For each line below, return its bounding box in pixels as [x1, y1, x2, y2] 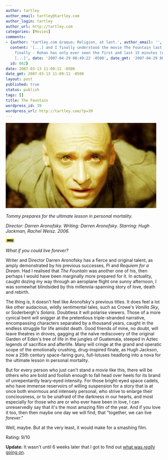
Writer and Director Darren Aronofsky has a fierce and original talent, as [5, 257, 154, 263]
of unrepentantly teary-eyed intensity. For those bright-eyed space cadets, [5, 378, 160, 384]
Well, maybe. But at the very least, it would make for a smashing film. [5, 424, 148, 430]
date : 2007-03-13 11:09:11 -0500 [5, 66, 75, 71]
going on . [5, 449, 25, 455]
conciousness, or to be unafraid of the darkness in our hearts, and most [5, 393, 154, 400]
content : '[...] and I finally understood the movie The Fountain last [10, 45, 163, 50]
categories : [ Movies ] [5, 29, 51, 35]
